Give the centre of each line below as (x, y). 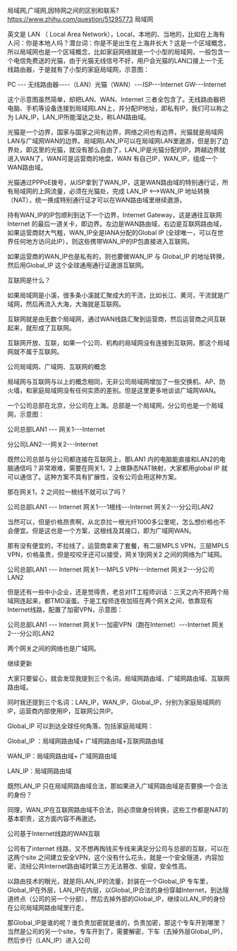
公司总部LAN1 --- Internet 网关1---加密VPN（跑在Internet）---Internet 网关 (116, 624)
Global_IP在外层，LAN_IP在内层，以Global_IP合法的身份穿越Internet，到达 (115, 890)
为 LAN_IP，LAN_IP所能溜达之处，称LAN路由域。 (79, 117)
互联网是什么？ (29, 280)
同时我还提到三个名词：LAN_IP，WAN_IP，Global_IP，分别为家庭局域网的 (114, 702)
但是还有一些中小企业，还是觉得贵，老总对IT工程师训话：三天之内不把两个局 (118, 592)
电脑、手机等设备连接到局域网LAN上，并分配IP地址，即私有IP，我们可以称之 (118, 108)
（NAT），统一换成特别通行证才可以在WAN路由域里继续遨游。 (97, 200)
